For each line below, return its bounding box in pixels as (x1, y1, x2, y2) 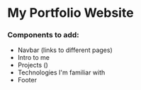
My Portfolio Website (7, 5, 134, 21)
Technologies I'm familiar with (17, 68, 106, 77)
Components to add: (7, 30, 79, 40)
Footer (17, 76, 38, 84)
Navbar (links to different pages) (17, 46, 113, 54)
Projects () (17, 61, 48, 70)
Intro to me (17, 53, 50, 62)
